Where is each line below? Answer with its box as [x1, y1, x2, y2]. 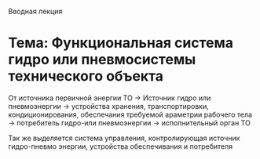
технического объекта [8, 67, 163, 85]
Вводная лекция [8, 7, 63, 16]
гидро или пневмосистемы [8, 51, 196, 69]
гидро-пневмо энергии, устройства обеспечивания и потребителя [8, 141, 233, 151]
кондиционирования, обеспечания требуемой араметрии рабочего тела [8, 110, 253, 119]
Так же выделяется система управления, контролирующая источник [8, 133, 240, 143]
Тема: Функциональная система [8, 34, 234, 52]
